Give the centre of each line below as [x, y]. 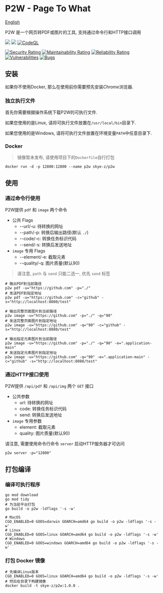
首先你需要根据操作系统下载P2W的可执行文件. [51, 112]
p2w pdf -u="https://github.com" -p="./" [48, 288]
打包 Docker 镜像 [25, 561]
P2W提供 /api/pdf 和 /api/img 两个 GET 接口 [49, 386]
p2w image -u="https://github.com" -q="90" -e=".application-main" [75, 357]
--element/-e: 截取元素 [43, 257]
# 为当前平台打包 [20, 505]
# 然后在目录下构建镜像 [26, 582]
